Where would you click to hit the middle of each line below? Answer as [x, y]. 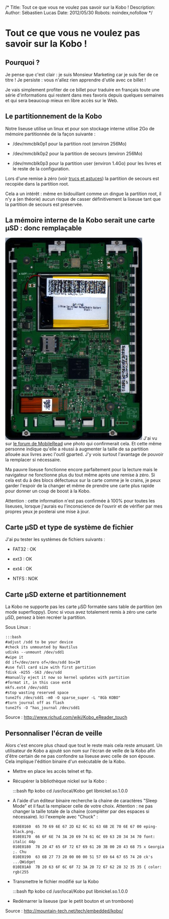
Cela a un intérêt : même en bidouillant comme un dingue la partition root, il [83, 194]
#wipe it [14, 657]
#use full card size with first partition [50, 668]
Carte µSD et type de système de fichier [69, 527]
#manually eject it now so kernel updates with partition [67, 678]
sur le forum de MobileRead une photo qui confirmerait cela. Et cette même [83, 443]
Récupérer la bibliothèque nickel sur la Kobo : [60, 781]
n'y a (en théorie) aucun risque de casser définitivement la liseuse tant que [83, 199]
